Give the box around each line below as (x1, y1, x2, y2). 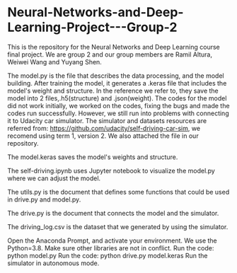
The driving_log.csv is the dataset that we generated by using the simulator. (7, 222, 229, 231)
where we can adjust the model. (7, 174, 101, 182)
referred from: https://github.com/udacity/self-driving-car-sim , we (7, 124, 200, 132)
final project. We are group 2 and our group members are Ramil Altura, (7, 50, 213, 59)
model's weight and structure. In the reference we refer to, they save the (7, 86, 219, 95)
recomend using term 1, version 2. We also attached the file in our (7, 132, 200, 140)
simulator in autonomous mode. (7, 259, 100, 267)
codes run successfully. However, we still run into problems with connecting (7, 109, 229, 117)
